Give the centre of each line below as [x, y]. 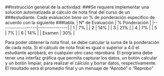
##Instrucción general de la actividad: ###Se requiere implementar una [77, 7]
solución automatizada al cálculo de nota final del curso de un [68, 12]
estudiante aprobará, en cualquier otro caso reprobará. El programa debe [79, 53]
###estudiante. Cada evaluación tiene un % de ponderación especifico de [80, 17]
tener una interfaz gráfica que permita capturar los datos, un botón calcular [81, 58]
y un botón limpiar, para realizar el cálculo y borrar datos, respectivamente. [81, 63]
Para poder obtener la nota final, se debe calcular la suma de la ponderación [82, 42]
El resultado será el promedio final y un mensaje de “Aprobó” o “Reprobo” [79, 68]
